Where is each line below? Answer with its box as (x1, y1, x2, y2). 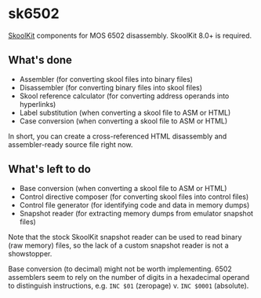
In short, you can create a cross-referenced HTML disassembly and (8, 131, 227, 141)
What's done (8, 53, 73, 67)
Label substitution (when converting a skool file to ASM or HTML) (19, 108, 231, 117)
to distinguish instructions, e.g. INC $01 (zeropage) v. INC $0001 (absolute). (8, 281, 249, 290)
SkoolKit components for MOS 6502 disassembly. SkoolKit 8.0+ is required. (8, 31, 252, 40)
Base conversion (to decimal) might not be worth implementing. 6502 (8, 264, 233, 274)
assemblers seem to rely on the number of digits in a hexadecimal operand (8, 272, 250, 281)
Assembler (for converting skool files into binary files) (19, 74, 194, 83)
